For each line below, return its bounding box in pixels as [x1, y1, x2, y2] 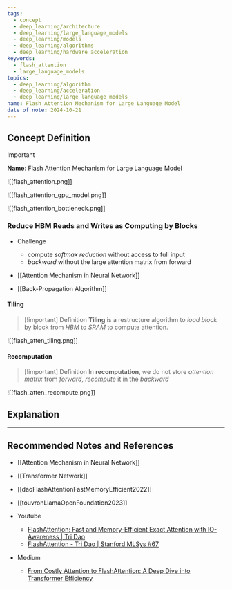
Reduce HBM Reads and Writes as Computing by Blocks [7, 221, 198, 231]
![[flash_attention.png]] [7, 177, 72, 185]
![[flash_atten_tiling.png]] [7, 337, 78, 345]
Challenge [17, 236, 47, 245]
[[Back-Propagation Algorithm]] [17, 284, 107, 292]
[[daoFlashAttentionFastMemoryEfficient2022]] [17, 485, 152, 493]
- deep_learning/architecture [13, 23, 100, 30]
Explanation [7, 409, 60, 420]
